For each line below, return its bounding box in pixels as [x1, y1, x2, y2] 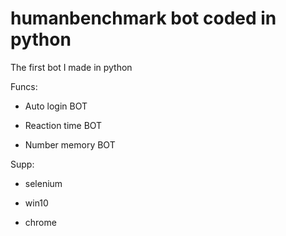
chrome [24, 216, 57, 228]
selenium [24, 177, 63, 189]
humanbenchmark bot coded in [10, 7, 277, 30]
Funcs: [10, 80, 38, 92]
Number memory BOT [24, 138, 116, 151]
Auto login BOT [24, 100, 88, 112]
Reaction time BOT [24, 119, 103, 131]
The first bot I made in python [10, 61, 133, 73]
